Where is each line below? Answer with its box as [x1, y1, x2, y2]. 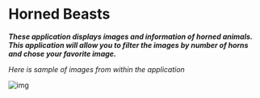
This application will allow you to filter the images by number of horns [8, 40, 249, 49]
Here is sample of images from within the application [8, 64, 186, 74]
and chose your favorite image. [8, 49, 117, 58]
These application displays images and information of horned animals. [8, 32, 253, 41]
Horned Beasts [8, 5, 111, 23]
